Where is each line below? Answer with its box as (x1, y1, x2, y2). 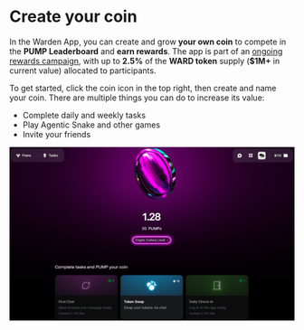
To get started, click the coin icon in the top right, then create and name (9, 82, 277, 93)
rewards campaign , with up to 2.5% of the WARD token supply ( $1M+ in (9, 55, 280, 66)
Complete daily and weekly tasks (22, 109, 147, 120)
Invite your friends (22, 128, 91, 139)
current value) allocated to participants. (9, 65, 157, 76)
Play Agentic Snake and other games (22, 119, 161, 130)
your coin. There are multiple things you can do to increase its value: (9, 92, 265, 103)
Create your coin (9, 6, 138, 27)
